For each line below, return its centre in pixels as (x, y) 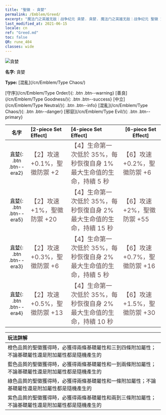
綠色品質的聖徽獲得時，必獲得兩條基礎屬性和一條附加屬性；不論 (82, 381)
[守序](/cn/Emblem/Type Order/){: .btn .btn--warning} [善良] (66, 93)
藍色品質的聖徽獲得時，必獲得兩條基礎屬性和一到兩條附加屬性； (82, 364)
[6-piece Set (141, 129)
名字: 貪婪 (15, 72)
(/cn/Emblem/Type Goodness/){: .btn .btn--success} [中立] (65, 99)
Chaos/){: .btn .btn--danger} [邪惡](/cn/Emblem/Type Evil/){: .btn (71, 111)
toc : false (16, 38)
